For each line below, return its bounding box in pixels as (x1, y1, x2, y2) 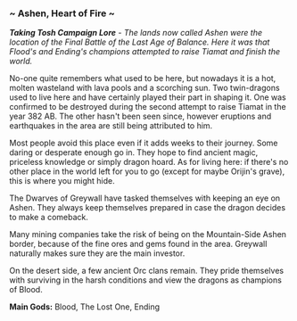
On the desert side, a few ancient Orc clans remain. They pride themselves (9, 266, 284, 276)
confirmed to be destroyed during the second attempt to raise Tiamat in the (9, 102, 287, 112)
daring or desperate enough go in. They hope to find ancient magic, (9, 147, 259, 158)
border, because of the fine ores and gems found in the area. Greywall (9, 239, 268, 250)
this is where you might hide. (9, 176, 116, 186)
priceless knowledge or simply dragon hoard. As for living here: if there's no (9, 157, 289, 168)
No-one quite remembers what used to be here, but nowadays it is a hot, (9, 73, 276, 84)
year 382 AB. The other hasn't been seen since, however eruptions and (9, 111, 272, 122)
